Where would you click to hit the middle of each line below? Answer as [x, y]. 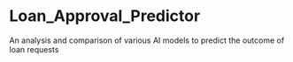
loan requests [34, 49]
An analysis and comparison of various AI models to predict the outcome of [147, 40]
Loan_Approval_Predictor [105, 16]
